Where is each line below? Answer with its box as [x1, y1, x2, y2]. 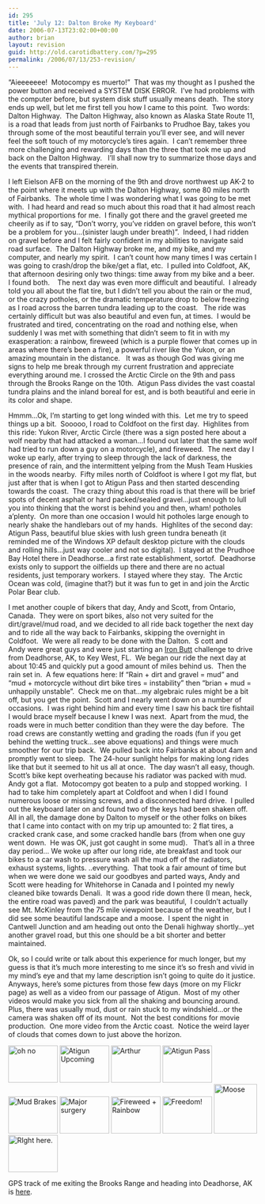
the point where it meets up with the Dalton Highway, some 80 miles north [8, 185, 250, 195]
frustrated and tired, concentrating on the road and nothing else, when [8, 320, 238, 329]
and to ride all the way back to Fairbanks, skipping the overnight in [8, 627, 225, 637]
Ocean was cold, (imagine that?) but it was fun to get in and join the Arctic [8, 578, 250, 588]
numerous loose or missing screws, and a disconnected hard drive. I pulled [8, 796, 255, 805]
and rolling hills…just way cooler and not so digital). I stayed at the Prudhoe [8, 545, 256, 555]
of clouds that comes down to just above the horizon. [8, 1029, 182, 1039]
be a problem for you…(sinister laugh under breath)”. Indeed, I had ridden [8, 227, 249, 237]
